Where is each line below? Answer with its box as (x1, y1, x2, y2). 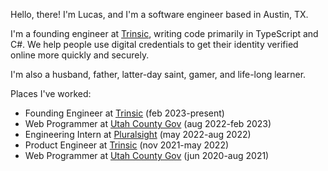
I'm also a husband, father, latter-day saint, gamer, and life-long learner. (10, 69, 307, 80)
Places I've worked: (10, 88, 92, 99)
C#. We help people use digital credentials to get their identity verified (10, 39, 299, 50)
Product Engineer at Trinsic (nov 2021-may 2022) (24, 139, 230, 151)
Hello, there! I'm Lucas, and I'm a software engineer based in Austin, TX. (10, 9, 309, 20)
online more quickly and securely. (10, 49, 150, 61)
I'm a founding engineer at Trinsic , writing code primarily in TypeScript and (10, 28, 319, 39)
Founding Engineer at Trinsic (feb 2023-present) (24, 107, 225, 119)
